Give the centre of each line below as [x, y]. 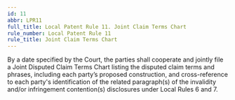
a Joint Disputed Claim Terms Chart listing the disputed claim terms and [111, 67]
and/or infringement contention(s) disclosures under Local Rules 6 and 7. [113, 90]
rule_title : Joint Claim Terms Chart [62, 40]
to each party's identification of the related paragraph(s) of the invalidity [112, 82]
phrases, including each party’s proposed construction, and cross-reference [117, 75]
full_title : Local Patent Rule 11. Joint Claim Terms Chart [97, 27]
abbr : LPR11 [25, 20]
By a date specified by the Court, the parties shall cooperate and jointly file [115, 59]
